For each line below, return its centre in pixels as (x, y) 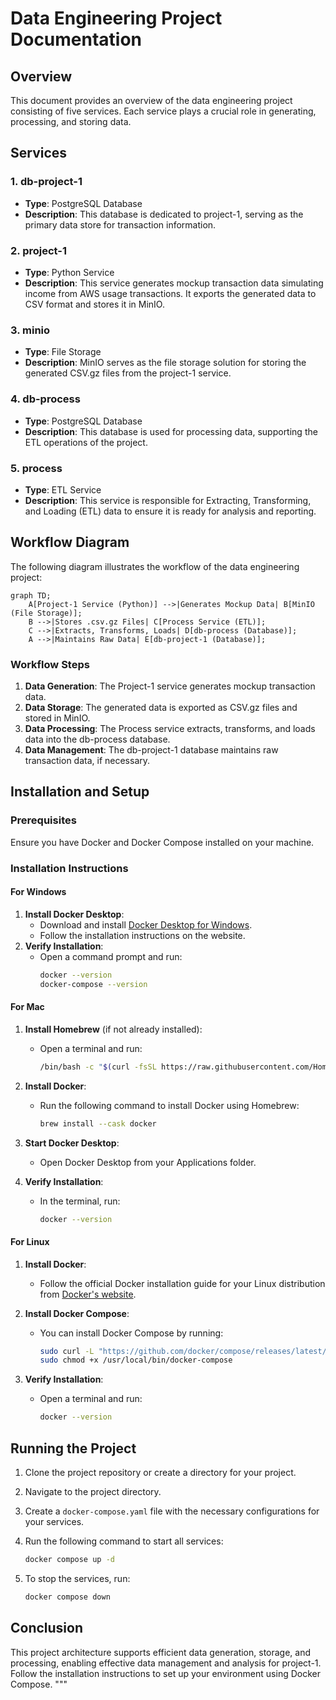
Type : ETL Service (63, 489)
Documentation (76, 39)
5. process (36, 468)
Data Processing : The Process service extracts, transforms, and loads (170, 728)
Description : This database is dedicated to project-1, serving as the (164, 214)
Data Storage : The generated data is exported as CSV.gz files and (161, 707)
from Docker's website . (88, 1294)
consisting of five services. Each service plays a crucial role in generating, (163, 111)
